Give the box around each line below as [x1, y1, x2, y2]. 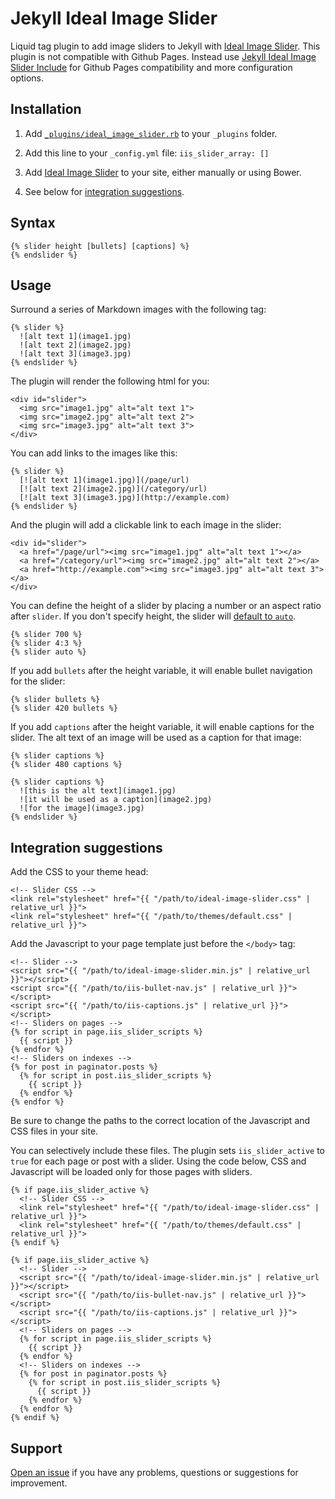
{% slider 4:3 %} [10, 638, 83, 649]
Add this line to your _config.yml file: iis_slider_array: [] [24, 147, 270, 159]
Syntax [10, 215, 56, 232]
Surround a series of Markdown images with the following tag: [10, 303, 267, 316]
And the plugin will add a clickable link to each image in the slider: [10, 519, 282, 531]
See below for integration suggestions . [24, 185, 185, 197]
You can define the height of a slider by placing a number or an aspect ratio [10, 600, 322, 612]
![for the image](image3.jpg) [19, 803, 145, 814]
